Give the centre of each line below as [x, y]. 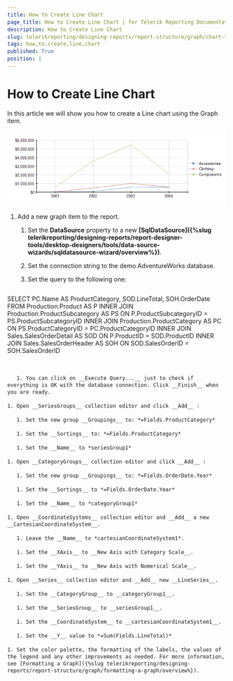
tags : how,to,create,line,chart [54, 44]
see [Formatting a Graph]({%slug [55, 664]
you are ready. [29, 392]
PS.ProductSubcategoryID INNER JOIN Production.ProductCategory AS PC [114, 321]
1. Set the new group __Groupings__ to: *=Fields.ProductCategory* [116, 420]
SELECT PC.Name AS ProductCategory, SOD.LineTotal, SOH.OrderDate [109, 299]
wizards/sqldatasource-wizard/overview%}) [94, 252]
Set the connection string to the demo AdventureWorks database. [121, 265]
